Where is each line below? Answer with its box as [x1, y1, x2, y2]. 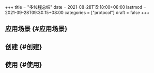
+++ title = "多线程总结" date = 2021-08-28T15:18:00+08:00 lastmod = [5, 4, 146, 10]
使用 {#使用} [5, 61, 43, 69]
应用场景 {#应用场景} [5, 25, 68, 33]
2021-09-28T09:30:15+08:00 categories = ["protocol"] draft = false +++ [5, 10, 150, 15]
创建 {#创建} [5, 43, 43, 51]
